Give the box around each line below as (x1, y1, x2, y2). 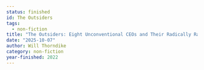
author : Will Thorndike (6, 43, 67, 49)
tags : (6, 20, 20, 26)
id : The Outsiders (6, 15, 53, 21)
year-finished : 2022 (6, 54, 59, 60)
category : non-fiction (6, 49, 64, 55)
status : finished (6, 9, 50, 15)
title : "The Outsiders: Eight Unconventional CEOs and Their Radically (6, 32, 191, 38)
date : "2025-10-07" (6, 37, 56, 43)
